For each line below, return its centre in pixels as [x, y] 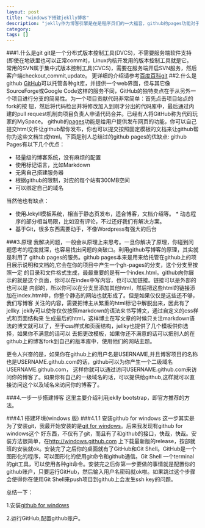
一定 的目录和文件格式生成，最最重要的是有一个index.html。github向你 [100, 273]
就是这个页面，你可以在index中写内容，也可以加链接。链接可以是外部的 [106, 280]
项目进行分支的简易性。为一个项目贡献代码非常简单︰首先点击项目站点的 [102, 99]
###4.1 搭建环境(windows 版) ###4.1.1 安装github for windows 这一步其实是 [101, 418]
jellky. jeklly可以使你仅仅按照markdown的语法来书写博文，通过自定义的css [100, 311]
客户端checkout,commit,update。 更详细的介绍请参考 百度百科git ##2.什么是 [102, 76]
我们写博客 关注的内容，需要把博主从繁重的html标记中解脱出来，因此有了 [98, 303]
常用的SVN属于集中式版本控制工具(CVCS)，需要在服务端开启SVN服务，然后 [102, 68]
